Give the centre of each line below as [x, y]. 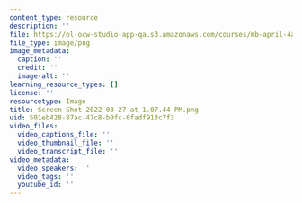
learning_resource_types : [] [64, 84]
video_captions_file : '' [64, 135]
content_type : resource [54, 18]
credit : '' [38, 68]
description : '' [40, 26]
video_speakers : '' [54, 168]
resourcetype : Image [48, 101]
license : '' [31, 93]
